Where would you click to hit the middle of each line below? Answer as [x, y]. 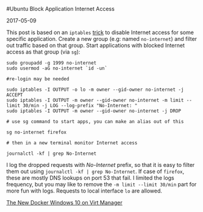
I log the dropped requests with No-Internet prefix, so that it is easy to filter [101, 165]
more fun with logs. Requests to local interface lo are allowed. [84, 191]
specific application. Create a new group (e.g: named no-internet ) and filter [101, 39]
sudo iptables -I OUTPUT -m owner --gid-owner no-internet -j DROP [94, 111]
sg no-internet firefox [37, 132]
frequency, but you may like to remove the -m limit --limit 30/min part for [101, 184]
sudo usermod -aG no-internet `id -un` [57, 68]
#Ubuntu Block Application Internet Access [60, 9]
